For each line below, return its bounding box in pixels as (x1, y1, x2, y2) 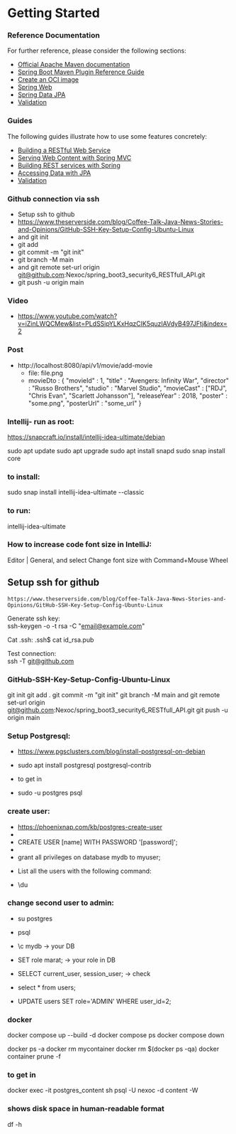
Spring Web (17, 83, 52, 92)
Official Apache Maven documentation (17, 60, 130, 69)
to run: (7, 506, 31, 516)
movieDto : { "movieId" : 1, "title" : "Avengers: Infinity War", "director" (28, 376, 229, 385)
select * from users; (17, 983, 76, 992)
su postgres (17, 914, 53, 923)
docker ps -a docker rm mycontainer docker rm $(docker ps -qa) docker (7, 1044, 220, 1054)
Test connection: (7, 649, 57, 657)
